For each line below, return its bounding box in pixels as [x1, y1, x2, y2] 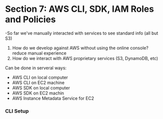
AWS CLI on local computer [12, 74, 68, 80]
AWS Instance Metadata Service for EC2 [12, 95, 94, 101]
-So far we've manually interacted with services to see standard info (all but [5, 30, 159, 36]
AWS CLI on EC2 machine [12, 80, 65, 86]
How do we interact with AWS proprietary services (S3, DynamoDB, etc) [12, 55, 159, 61]
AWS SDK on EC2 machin [12, 90, 64, 96]
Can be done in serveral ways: [5, 65, 67, 71]
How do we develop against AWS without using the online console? [12, 45, 149, 51]
